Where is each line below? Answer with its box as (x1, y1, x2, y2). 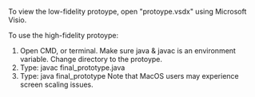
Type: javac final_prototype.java (19, 63, 126, 72)
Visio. (8, 15, 27, 25)
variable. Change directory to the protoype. (19, 55, 162, 64)
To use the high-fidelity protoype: (8, 31, 118, 40)
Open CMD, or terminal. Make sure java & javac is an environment (19, 46, 236, 55)
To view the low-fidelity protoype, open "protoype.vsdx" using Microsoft (8, 7, 247, 16)
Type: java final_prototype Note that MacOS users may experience (19, 72, 239, 80)
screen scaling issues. (19, 80, 94, 89)
